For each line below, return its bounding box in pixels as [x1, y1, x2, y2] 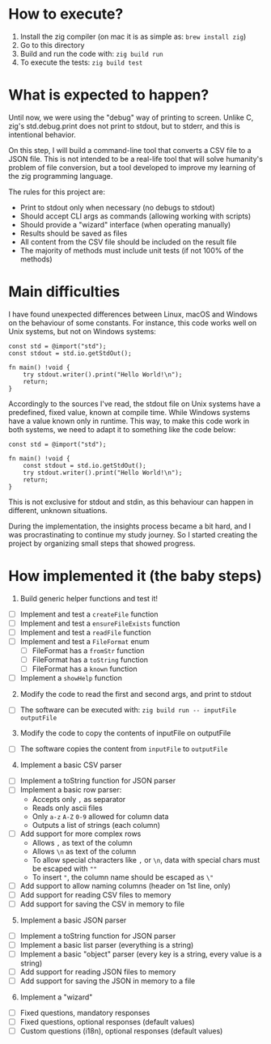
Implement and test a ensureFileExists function [19, 618, 180, 628]
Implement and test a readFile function [19, 627, 151, 637]
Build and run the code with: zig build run [19, 49, 163, 58]
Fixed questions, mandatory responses [19, 1008, 150, 1018]
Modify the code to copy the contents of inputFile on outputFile [19, 728, 231, 738]
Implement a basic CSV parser [19, 760, 122, 770]
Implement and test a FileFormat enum [19, 636, 150, 646]
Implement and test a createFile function [19, 609, 159, 619]
